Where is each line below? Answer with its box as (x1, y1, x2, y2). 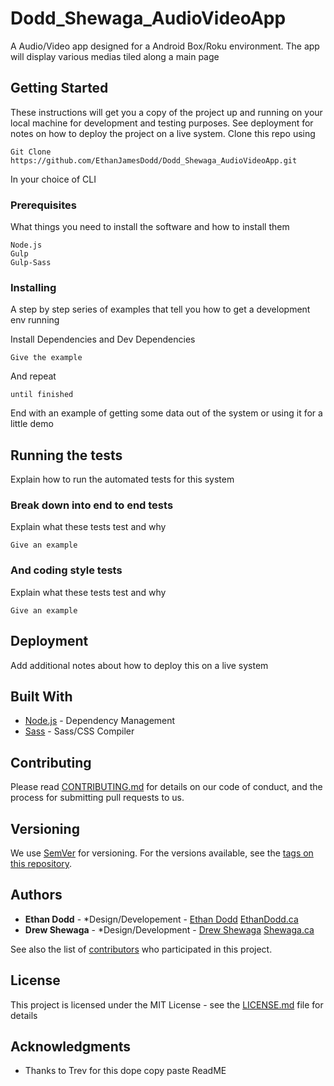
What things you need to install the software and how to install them (10, 221, 290, 233)
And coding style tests (10, 563, 123, 577)
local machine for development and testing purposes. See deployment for (10, 117, 314, 129)
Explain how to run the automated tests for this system (10, 473, 235, 486)
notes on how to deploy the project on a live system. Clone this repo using (10, 127, 316, 139)
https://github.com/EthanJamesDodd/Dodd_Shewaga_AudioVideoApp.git (10, 155, 298, 166)
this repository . (10, 858, 73, 869)
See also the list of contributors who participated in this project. (10, 943, 273, 955)
